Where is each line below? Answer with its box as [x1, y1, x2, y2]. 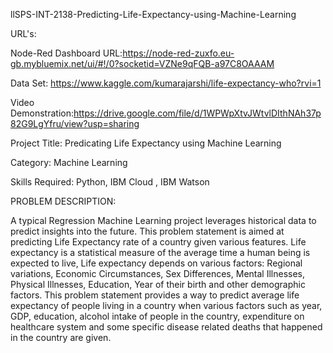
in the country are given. [10, 332, 112, 343]
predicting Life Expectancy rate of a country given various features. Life [10, 236, 307, 248]
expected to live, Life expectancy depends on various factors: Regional [10, 257, 303, 269]
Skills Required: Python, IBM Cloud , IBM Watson [10, 176, 210, 188]
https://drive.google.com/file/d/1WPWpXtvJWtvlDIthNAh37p [73, 107, 322, 119]
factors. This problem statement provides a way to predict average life [10, 289, 300, 301]
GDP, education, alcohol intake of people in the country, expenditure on [10, 310, 305, 322]
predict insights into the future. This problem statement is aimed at [10, 225, 285, 237]
